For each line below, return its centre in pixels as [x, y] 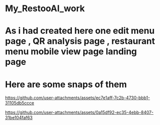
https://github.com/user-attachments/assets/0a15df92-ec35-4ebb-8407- [79, 112]
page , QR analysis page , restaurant [80, 41]
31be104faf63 [19, 118]
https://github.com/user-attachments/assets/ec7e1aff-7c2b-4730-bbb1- [78, 98]
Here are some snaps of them [66, 84]
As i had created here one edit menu [80, 31]
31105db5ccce [20, 103]
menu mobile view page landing [71, 52]
